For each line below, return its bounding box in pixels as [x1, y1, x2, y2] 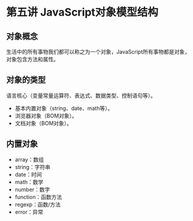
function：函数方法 [14, 193, 62, 201]
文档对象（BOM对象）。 [14, 119, 73, 126]
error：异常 [14, 208, 44, 216]
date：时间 [14, 171, 42, 178]
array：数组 [14, 156, 44, 163]
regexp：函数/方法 [14, 201, 61, 208]
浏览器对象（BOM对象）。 [14, 112, 78, 119]
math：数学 [14, 178, 44, 186]
